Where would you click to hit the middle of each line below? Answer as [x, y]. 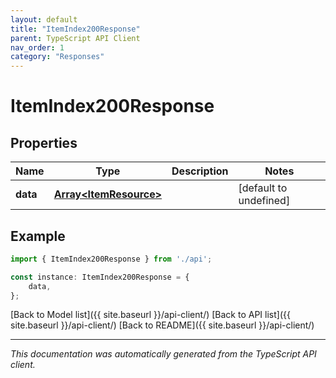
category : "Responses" [57, 57]
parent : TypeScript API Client [75, 38]
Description [200, 171]
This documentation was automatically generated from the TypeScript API [163, 354]
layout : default [44, 19]
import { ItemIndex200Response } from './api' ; [111, 259]
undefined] [264, 201]
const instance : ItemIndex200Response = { [100, 277]
